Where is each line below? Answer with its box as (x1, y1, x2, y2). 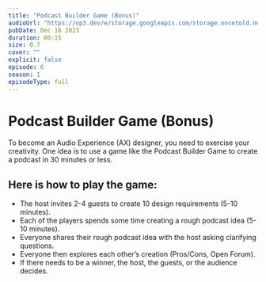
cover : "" (8, 48, 41, 56)
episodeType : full (8, 78, 69, 86)
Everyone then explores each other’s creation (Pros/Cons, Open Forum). (19, 250, 256, 259)
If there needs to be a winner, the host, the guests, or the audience (19, 258, 237, 268)
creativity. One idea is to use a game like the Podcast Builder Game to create (8, 147, 258, 156)
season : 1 (8, 70, 41, 78)
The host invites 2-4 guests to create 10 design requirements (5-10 (19, 199, 238, 208)
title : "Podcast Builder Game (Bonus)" (8, 11, 140, 20)
